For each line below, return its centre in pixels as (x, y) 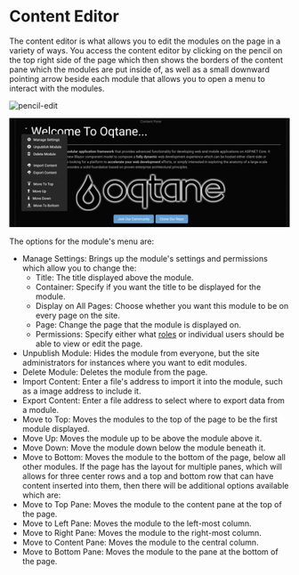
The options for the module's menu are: (82, 241)
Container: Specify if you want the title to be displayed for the (148, 287)
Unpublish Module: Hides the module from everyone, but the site (141, 352)
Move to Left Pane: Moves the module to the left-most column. (137, 523)
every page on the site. (77, 315)
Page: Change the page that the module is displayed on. (138, 324)
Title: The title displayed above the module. (114, 277)
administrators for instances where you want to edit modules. (134, 362)
